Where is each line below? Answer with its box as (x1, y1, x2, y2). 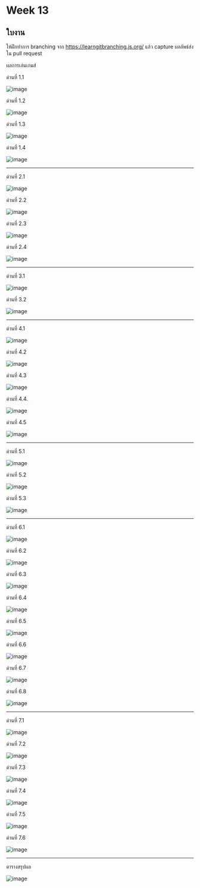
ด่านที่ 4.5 (6, 419, 27, 426)
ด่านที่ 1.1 (6, 74, 24, 80)
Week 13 (6, 4, 49, 17)
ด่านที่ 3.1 (6, 272, 26, 279)
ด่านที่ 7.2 (6, 740, 26, 747)
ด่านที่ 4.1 (6, 325, 26, 332)
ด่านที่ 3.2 (6, 296, 27, 303)
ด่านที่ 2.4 (6, 244, 27, 250)
